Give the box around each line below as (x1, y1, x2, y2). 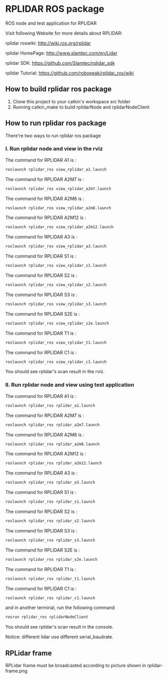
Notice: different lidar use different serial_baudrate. (5, 634, 114, 640)
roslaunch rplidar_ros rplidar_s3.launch (5, 538, 96, 543)
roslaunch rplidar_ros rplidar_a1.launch (5, 403, 96, 408)
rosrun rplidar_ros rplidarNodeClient (5, 615, 88, 620)
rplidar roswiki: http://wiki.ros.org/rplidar (5, 40, 91, 46)
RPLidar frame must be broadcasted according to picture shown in (5, 663, 146, 669)
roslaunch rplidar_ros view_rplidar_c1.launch (5, 359, 107, 364)
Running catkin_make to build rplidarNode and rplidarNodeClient (12, 104, 150, 110)
